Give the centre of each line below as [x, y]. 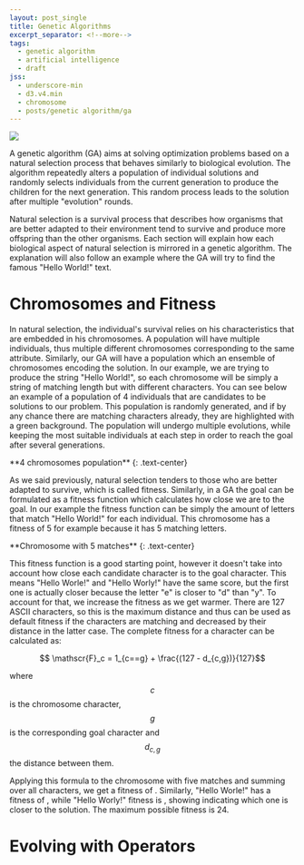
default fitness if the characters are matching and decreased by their [138, 622]
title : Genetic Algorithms [60, 26]
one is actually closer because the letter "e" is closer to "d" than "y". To [143, 593]
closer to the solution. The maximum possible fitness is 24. [119, 810]
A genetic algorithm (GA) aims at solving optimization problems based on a [149, 153]
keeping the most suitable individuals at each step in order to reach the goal [151, 436]
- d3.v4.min [40, 93]
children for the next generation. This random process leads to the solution [149, 192]
